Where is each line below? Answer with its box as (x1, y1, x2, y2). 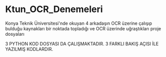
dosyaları (5, 31, 25, 37)
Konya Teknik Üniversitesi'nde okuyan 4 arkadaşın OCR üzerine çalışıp (5, 20, 152, 26)
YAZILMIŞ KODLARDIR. (5, 46, 53, 52)
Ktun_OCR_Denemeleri (5, 4, 103, 15)
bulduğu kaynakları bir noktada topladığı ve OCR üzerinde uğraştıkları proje (5, 25, 161, 31)
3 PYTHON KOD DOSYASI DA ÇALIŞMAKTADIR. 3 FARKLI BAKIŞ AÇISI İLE (5, 40, 159, 46)
